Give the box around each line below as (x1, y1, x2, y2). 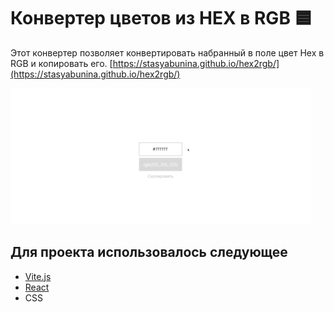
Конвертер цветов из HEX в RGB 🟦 (10, 7, 313, 30)
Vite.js (24, 270, 52, 282)
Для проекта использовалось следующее (10, 244, 288, 261)
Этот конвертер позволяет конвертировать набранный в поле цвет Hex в (10, 46, 325, 59)
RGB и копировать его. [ (10, 57, 113, 69)
